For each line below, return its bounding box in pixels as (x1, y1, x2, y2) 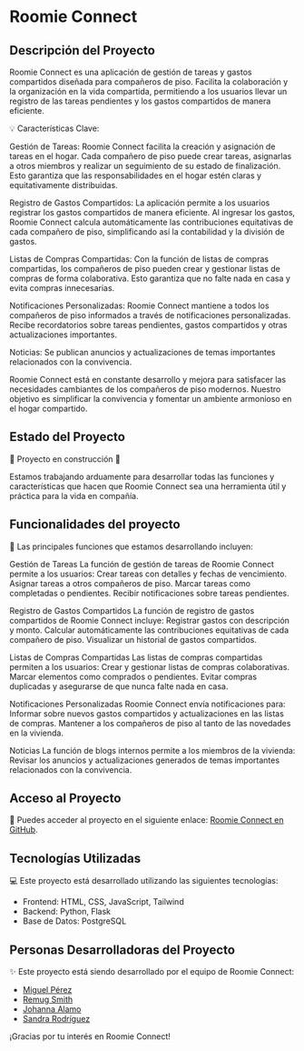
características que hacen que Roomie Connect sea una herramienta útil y (9, 480, 287, 492)
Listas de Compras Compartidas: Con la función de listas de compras (9, 254, 270, 265)
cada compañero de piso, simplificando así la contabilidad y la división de (9, 226, 285, 237)
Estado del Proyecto (9, 429, 125, 445)
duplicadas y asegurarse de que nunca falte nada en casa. (9, 680, 229, 692)
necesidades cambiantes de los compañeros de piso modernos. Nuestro (9, 384, 281, 395)
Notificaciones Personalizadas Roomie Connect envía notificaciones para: (9, 698, 286, 709)
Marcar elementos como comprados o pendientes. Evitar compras (9, 671, 257, 682)
